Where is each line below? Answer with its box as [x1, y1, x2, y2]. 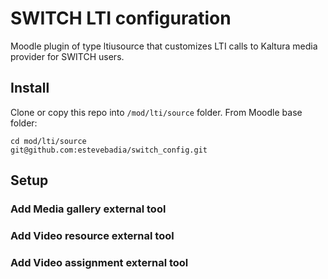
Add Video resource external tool [10, 228, 175, 242]
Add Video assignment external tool [10, 255, 189, 269]
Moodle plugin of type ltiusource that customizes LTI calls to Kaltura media [10, 40, 318, 52]
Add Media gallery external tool [10, 202, 167, 216]
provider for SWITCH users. [10, 50, 125, 62]
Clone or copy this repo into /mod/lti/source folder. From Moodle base [10, 106, 303, 118]
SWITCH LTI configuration [10, 7, 232, 30]
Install [10, 80, 50, 97]
